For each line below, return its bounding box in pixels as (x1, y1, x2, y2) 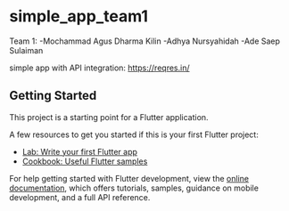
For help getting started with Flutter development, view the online (9, 173, 250, 183)
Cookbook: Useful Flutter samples (21, 156, 148, 166)
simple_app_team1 (9, 6, 149, 27)
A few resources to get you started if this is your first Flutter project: (9, 129, 259, 140)
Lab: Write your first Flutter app (21, 146, 138, 157)
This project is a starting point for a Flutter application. (9, 111, 209, 122)
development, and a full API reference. (9, 191, 151, 202)
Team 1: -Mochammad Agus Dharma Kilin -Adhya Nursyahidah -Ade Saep (9, 36, 281, 46)
